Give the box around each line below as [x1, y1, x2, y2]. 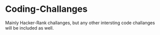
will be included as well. [5, 25, 54, 31]
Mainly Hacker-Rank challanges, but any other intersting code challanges [5, 20, 155, 26]
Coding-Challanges [5, 3, 88, 15]
